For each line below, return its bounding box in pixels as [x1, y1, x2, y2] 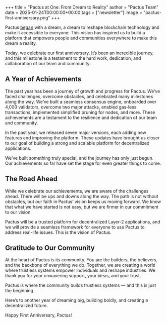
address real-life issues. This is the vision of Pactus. [5, 229, 111, 235]
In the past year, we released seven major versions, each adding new [5, 129, 147, 135]
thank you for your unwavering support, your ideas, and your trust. [5, 273, 141, 279]
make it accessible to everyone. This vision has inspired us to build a [5, 30, 145, 35]
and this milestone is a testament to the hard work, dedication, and [5, 55, 141, 61]
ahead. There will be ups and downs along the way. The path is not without [5, 193, 159, 199]
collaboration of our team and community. [5, 61, 91, 66]
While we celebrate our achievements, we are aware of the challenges [5, 188, 149, 194]
